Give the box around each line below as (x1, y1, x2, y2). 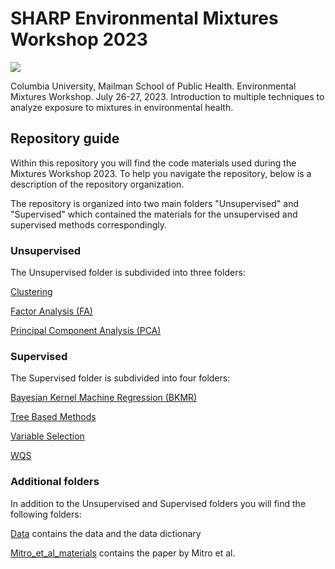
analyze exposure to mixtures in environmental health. (10, 101, 234, 113)
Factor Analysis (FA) (10, 305, 93, 317)
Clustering (10, 286, 53, 298)
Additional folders (10, 475, 100, 489)
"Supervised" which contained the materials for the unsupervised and (10, 208, 298, 220)
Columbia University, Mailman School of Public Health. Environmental (10, 80, 297, 92)
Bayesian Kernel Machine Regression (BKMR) (10, 392, 198, 404)
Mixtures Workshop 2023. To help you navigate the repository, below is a (10, 167, 312, 179)
